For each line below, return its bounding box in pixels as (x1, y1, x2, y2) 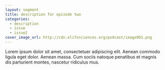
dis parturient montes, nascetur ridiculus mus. (5, 59, 99, 65)
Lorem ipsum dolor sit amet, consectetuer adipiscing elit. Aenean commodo (5, 48, 161, 55)
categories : (5, 16, 30, 21)
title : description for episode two (5, 12, 81, 17)
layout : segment (5, 7, 39, 12)
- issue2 (9, 30, 28, 35)
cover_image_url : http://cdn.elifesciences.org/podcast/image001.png (5, 35, 153, 40)
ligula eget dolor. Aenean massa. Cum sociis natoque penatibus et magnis (5, 54, 157, 60)
